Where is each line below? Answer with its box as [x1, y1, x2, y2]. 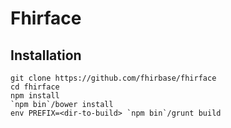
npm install [10, 91, 60, 101]
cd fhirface [10, 82, 60, 92]
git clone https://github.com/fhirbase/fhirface [10, 73, 217, 83]
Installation [10, 47, 82, 64]
